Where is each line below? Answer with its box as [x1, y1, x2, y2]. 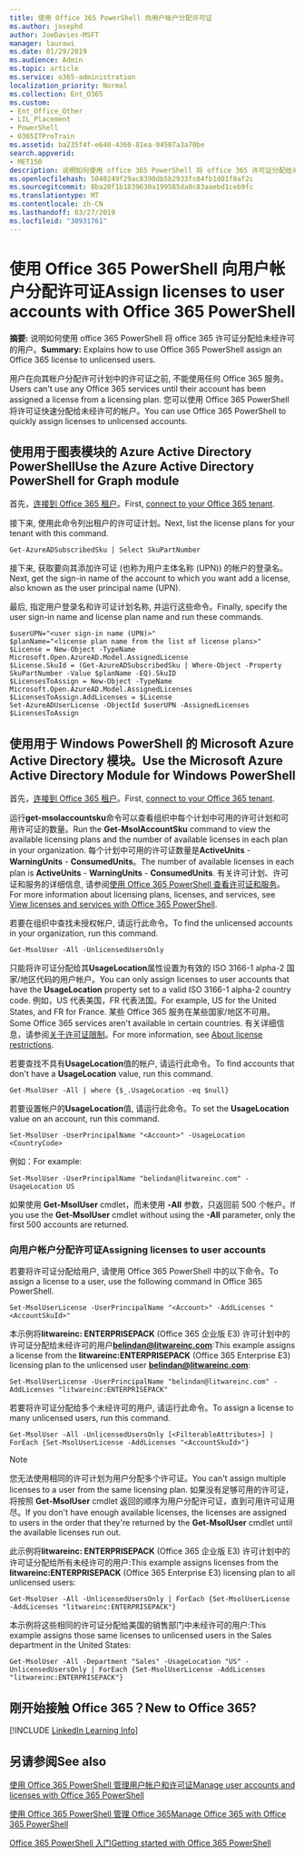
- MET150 [9, 157, 43, 167]
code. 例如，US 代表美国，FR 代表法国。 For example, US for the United [9, 995, 277, 1006]
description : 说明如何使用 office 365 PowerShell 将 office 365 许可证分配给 [9, 166, 293, 175]
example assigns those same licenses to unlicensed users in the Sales [9, 1630, 272, 1641]
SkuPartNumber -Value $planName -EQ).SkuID [9, 669, 177, 678]
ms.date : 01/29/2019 [9, 47, 88, 56]
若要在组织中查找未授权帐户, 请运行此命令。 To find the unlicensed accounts [9, 918, 293, 928]
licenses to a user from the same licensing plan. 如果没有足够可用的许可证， [9, 1485, 293, 1496]
